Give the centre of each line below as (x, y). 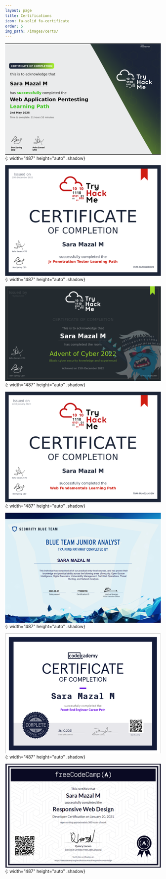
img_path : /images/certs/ (32, 31)
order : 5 (14, 26)
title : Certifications (28, 16)
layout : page (19, 10)
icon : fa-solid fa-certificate (37, 21)
